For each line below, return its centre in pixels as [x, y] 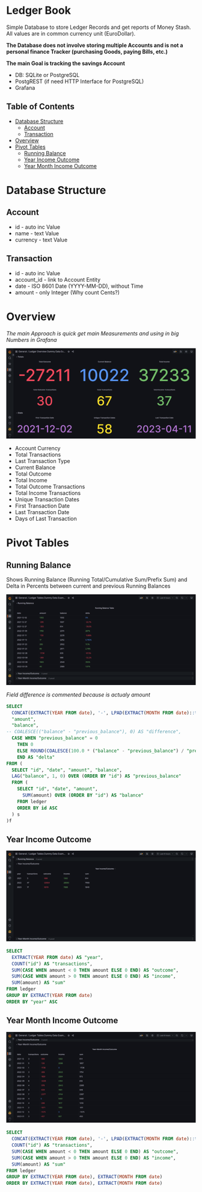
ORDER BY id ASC [38, 808]
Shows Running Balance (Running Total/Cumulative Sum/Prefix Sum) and [97, 580]
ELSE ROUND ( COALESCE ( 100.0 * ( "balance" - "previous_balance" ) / [101, 751]
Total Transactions [38, 455]
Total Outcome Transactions [50, 487]
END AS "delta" [36, 757]
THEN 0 [25, 745]
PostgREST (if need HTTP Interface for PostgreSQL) [79, 81]
